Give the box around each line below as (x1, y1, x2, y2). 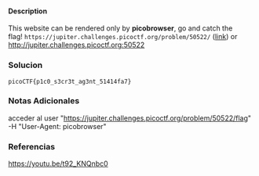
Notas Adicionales (8, 95, 80, 106)
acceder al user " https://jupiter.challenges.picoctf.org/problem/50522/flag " (8, 113, 252, 123)
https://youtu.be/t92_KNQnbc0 (8, 159, 108, 168)
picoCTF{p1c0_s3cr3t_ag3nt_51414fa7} (8, 77, 132, 85)
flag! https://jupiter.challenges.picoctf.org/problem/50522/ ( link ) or (8, 32, 238, 41)
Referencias (8, 141, 56, 152)
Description (8, 6, 48, 16)
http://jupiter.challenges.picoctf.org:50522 (8, 40, 145, 50)
